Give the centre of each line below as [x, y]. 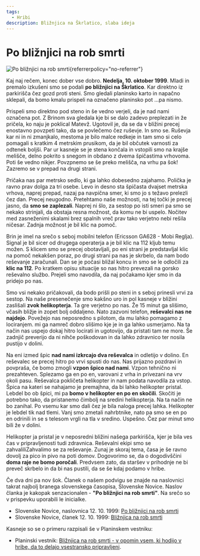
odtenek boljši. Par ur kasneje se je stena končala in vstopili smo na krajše [97, 150]
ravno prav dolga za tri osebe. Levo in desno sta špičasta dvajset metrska [97, 187]
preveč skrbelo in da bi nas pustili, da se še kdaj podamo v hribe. [86, 469]
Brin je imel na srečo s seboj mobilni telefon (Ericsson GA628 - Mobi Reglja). [100, 237]
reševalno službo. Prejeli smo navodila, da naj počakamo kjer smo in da [94, 275]
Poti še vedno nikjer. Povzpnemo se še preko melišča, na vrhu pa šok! [92, 162]
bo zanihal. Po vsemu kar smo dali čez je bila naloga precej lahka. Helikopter [100, 406]
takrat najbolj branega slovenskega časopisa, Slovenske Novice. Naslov [94, 486]
